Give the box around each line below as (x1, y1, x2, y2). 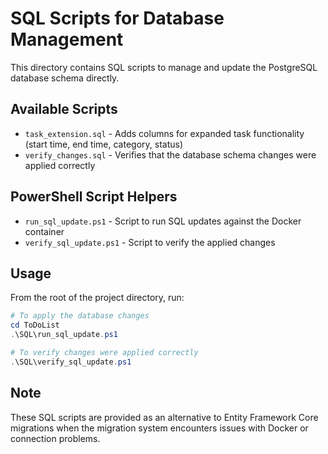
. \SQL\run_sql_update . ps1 (10, 330, 118, 340)
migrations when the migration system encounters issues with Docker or (10, 422, 309, 434)
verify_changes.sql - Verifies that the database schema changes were (24, 148, 317, 161)
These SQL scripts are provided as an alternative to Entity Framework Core (10, 411, 319, 423)
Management (10, 28, 124, 51)
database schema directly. (10, 72, 120, 84)
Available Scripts (10, 101, 118, 118)
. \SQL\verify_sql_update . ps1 (10, 357, 132, 367)
